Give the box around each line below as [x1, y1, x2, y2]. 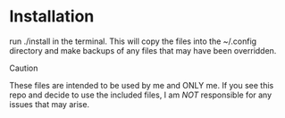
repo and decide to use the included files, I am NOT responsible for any [9, 89, 272, 100]
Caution [9, 63, 38, 73]
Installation [9, 6, 95, 27]
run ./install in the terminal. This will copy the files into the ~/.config [9, 36, 257, 46]
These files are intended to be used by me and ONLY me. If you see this [9, 80, 274, 90]
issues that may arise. [9, 98, 90, 109]
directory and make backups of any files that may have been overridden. [9, 45, 277, 55]
